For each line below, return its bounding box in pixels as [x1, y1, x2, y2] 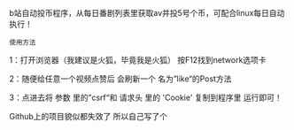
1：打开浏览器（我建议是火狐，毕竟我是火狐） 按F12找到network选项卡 [9, 55, 267, 65]
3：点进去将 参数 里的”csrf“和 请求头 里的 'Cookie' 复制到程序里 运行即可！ [9, 92, 283, 103]
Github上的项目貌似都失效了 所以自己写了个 [9, 111, 168, 121]
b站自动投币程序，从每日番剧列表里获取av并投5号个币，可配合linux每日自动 [9, 8, 285, 18]
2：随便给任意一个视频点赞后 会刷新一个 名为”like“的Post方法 [9, 73, 232, 84]
